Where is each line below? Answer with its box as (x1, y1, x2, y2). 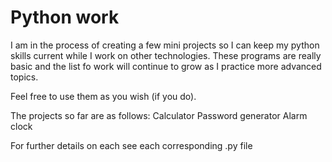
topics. (10, 71, 39, 83)
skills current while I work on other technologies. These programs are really (10, 49, 322, 61)
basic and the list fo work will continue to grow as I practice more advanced (10, 60, 322, 72)
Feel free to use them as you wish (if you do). (10, 90, 197, 102)
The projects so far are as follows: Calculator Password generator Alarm (10, 109, 308, 121)
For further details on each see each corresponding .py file (10, 139, 253, 151)
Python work (10, 6, 120, 29)
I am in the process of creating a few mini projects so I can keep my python (10, 39, 320, 51)
